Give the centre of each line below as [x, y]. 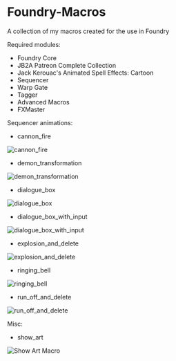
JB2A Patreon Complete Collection [67, 65]
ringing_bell [34, 270]
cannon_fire [34, 136]
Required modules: [34, 44]
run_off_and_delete [44, 297]
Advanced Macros [43, 102]
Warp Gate [32, 87]
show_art [30, 337]
